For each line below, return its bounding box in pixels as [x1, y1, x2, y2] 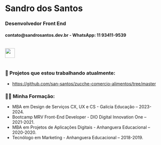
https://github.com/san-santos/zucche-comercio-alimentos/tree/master [12, 81, 156, 87]
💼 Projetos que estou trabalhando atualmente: [5, 70, 115, 76]
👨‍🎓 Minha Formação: [5, 93, 55, 100]
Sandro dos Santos [5, 3, 83, 14]
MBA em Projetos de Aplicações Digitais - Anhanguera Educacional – [12, 124, 150, 130]
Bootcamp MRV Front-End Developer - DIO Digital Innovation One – [12, 114, 146, 120]
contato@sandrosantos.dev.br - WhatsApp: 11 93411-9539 [5, 32, 127, 38]
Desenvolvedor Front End [5, 20, 66, 27]
